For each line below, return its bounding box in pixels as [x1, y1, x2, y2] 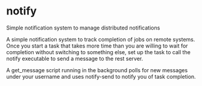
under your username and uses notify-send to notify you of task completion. [6, 73, 196, 80]
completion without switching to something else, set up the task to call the [6, 48, 191, 55]
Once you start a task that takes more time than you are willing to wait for [6, 42, 188, 49]
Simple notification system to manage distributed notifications [6, 24, 160, 31]
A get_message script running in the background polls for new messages [6, 66, 188, 73]
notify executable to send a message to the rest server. [6, 55, 144, 62]
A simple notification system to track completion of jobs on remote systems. [6, 35, 195, 43]
